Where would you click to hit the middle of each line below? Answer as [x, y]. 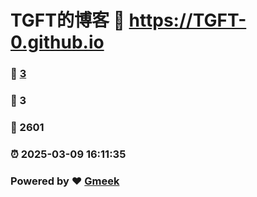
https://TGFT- [187, 20]
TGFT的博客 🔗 [67, 20]
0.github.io [57, 42]
